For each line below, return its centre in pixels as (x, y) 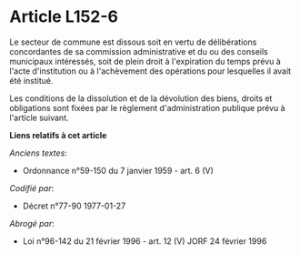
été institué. (31, 80)
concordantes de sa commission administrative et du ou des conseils (139, 51)
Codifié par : (32, 188)
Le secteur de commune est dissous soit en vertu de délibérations (133, 42)
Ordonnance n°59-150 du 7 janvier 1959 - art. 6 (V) (118, 170)
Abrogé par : (32, 223)
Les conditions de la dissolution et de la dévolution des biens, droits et (141, 98)
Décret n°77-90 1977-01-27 (74, 206)
